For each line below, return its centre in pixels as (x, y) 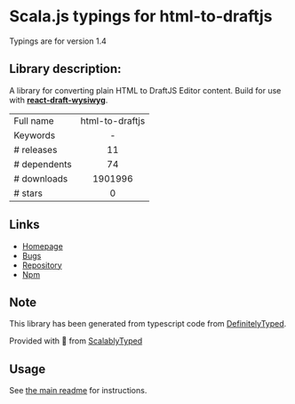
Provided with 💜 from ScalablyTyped (76, 341)
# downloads (41, 178)
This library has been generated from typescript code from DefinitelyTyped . (148, 324)
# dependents (43, 164)
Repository (42, 265)
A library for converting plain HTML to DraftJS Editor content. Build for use (145, 90)
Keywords (35, 135)
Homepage (43, 246)
